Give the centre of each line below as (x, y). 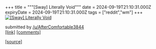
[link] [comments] (23, 32)
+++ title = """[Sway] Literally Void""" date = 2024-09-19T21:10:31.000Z (78, 7)
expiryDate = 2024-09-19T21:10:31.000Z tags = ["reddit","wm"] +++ (74, 12)
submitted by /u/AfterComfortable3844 (45, 27)
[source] (14, 42)
